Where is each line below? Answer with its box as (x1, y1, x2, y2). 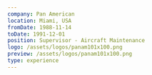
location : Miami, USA (7, 17, 72, 24)
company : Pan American (7, 10, 75, 18)
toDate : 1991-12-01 (7, 30, 66, 38)
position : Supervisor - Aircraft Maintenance (7, 37, 145, 44)
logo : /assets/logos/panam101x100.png (7, 44, 123, 51)
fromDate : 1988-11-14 (7, 24, 72, 31)
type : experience (7, 57, 59, 64)
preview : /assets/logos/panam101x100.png (7, 51, 133, 58)
